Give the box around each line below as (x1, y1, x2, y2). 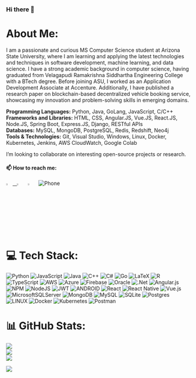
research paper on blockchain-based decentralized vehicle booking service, (6, 90, 191, 97)
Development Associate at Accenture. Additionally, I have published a (6, 84, 174, 91)
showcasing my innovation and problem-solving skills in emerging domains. (6, 97, 190, 104)
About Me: (6, 27, 59, 41)
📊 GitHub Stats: (6, 319, 86, 332)
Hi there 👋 (6, 5, 35, 14)
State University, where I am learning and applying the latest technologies (6, 52, 185, 59)
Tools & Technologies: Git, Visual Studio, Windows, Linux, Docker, (6, 132, 167, 140)
